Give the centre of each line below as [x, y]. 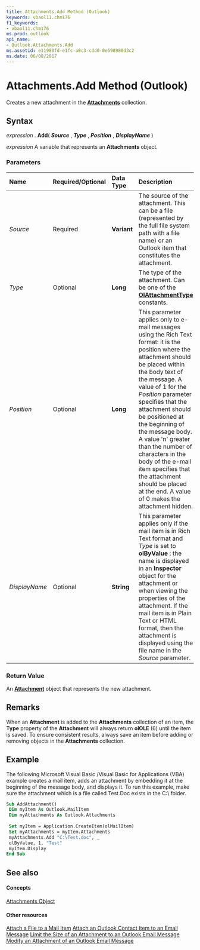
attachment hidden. [166, 506]
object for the [157, 575]
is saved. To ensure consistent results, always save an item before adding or [100, 734]
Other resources [27, 915]
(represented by [161, 217]
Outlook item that [162, 247]
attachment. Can [162, 280]
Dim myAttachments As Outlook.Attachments [62, 815]
